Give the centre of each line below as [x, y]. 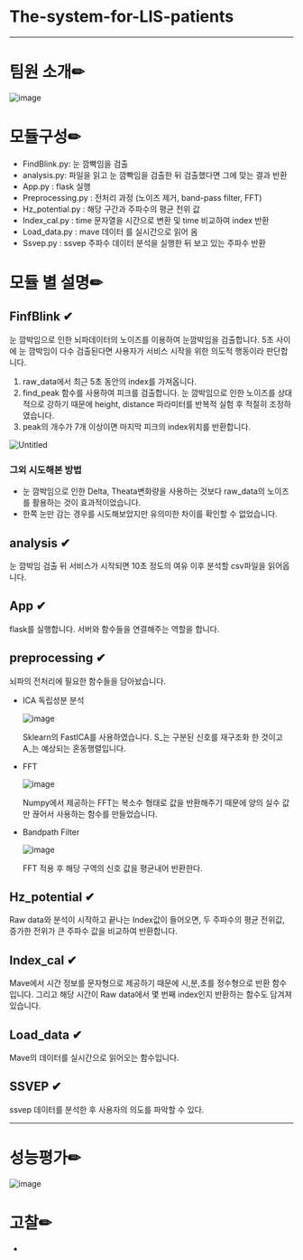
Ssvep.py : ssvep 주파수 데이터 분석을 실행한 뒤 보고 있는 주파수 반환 [144, 242]
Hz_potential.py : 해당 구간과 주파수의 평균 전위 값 [111, 209]
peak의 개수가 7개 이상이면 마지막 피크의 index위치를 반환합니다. [136, 426]
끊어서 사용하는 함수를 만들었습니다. [95, 814]
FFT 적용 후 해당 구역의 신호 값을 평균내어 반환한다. [112, 868]
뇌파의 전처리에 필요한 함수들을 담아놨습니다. [88, 681]
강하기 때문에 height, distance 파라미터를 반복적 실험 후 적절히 [157, 403]
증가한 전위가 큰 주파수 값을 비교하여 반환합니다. [94, 931]
